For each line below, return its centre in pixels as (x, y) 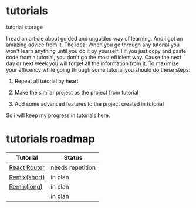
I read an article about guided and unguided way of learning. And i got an (94, 38)
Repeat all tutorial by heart (46, 81)
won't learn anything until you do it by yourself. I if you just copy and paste (96, 51)
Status (73, 157)
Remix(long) (26, 186)
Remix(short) (27, 177)
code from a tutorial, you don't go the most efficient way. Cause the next (94, 57)
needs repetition (73, 167)
